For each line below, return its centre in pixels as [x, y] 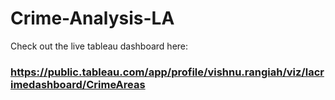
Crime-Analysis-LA [92, 18]
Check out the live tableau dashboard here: [99, 46]
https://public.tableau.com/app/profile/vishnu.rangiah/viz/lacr [167, 72]
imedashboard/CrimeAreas [78, 84]
